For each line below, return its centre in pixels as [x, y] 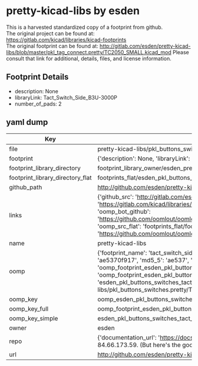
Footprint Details [37, 77]
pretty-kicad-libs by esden [73, 11]
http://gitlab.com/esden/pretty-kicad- [145, 46]
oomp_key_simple [34, 318]
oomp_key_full [29, 309]
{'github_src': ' [117, 197]
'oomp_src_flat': [119, 226]
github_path [26, 187]
